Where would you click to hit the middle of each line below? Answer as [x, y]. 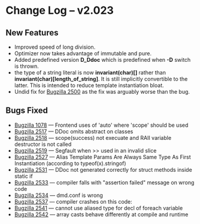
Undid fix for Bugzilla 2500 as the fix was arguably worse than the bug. [102, 92]
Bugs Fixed [27, 111]
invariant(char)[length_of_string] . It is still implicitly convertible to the [101, 79]
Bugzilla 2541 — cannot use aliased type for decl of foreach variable [99, 208]
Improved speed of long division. [55, 47]
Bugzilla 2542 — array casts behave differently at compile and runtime [101, 214]
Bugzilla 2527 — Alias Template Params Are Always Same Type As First [102, 157]
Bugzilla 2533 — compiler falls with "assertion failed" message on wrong [104, 182]
